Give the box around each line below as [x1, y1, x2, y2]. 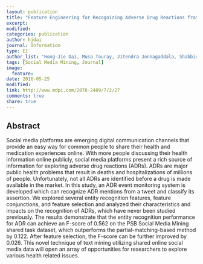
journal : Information [6, 43, 61, 49]
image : [6, 64, 23, 71]
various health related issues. [6, 252, 80, 259]
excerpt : [6, 20, 28, 26]
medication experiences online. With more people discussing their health [6, 149, 188, 157]
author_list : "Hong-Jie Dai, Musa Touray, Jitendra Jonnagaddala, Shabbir [6, 54, 199, 60]
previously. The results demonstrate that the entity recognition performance [6, 213, 195, 221]
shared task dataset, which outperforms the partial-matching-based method [6, 227, 196, 234]
